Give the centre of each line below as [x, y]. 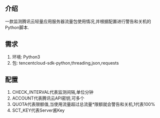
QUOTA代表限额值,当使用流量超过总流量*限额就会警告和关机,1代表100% [84, 104]
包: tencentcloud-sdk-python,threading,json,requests [65, 63]
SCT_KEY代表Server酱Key [38, 110]
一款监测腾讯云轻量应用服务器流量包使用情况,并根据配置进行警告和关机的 [78, 21]
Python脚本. [17, 27]
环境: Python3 [26, 57]
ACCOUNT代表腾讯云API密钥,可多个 [48, 98]
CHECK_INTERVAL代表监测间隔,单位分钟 [53, 92]
